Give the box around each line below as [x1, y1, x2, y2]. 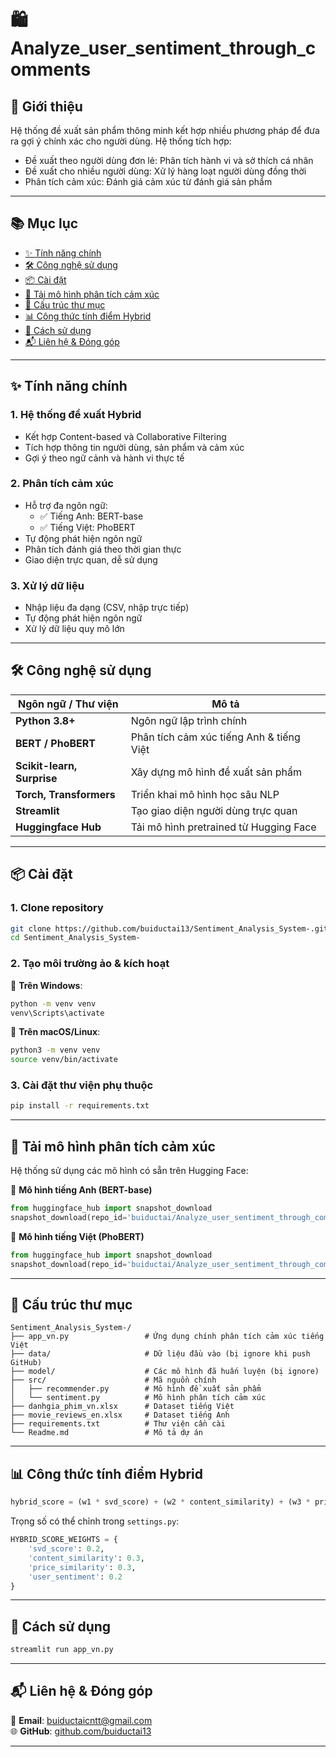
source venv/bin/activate [10, 1055, 118, 1065]
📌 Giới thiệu [10, 98, 83, 115]
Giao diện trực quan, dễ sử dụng [24, 553, 158, 566]
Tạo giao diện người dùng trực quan [130, 803, 298, 817]
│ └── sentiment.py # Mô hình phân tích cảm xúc [10, 1393, 267, 1403]
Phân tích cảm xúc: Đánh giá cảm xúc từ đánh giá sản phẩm [24, 176, 273, 187]
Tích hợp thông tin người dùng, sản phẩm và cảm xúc [24, 441, 245, 453]
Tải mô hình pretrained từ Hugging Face [130, 820, 317, 834]
